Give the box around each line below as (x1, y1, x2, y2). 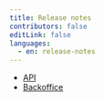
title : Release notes (9, 13, 92, 23)
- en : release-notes (17, 47, 96, 56)
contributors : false (9, 22, 88, 31)
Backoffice (22, 82, 64, 93)
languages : (9, 38, 51, 48)
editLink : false (9, 30, 71, 39)
